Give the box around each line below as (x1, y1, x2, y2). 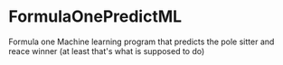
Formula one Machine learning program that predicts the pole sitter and (8, 36, 275, 47)
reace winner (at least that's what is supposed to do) (8, 45, 205, 56)
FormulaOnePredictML (8, 6, 183, 27)
